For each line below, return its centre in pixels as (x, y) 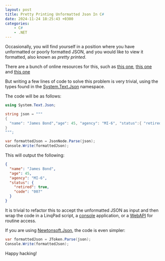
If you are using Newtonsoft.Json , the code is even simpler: (65, 230)
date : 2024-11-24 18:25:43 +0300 (39, 19)
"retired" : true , (32, 187)
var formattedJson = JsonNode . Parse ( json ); (50, 141)
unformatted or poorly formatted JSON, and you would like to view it (74, 52)
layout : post (18, 10)
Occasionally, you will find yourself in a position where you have (70, 47)
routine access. (21, 221)
